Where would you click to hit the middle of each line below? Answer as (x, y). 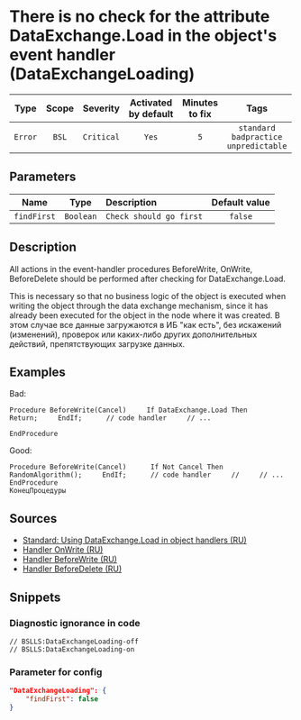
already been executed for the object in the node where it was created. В (145, 315)
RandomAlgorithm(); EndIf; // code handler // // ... (146, 475)
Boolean (81, 216)
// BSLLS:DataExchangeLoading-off (74, 642)
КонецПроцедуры (38, 491)
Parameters (43, 177)
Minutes (200, 103)
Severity (101, 108)
